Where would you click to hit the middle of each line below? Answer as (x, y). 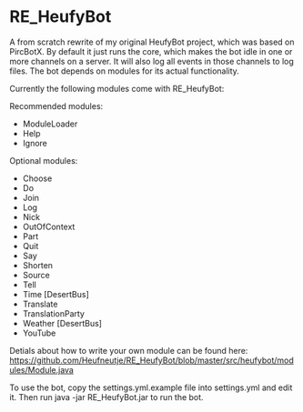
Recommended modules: (56, 106)
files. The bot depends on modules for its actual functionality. (124, 71)
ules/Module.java (42, 369)
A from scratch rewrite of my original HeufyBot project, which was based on (152, 42)
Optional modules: (44, 160)
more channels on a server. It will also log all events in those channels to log (151, 61)
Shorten (37, 265)
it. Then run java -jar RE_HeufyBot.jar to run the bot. (106, 397)
